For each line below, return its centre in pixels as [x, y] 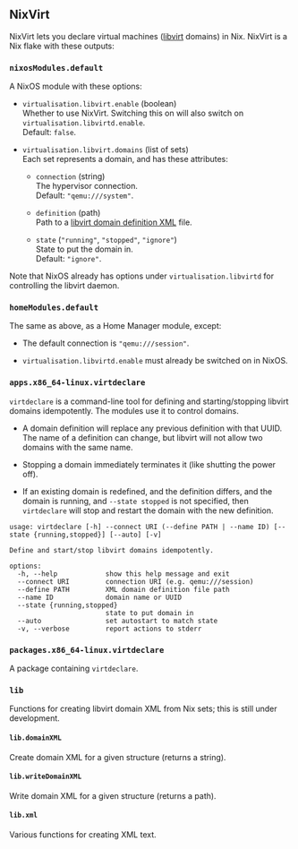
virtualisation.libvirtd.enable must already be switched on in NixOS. [155, 361]
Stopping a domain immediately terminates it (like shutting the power [149, 464]
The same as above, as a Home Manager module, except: [115, 326]
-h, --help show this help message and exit [123, 574]
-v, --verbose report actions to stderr [110, 629]
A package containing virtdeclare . [74, 668]
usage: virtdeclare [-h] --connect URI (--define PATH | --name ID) [140, 527]
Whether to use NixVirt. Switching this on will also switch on [133, 113]
